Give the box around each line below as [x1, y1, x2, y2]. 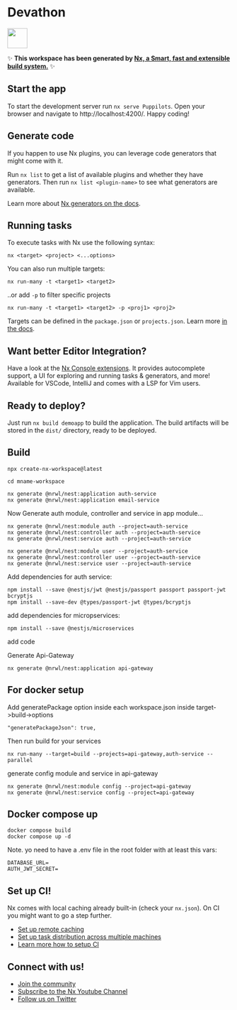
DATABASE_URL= [7, 859, 50, 867]
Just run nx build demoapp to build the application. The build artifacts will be [7, 418, 229, 427]
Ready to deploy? [7, 399, 86, 412]
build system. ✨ [7, 62, 55, 70]
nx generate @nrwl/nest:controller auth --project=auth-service [7, 528, 201, 536]
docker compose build [7, 827, 71, 835]
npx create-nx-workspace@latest [7, 465, 103, 472]
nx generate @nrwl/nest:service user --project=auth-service [7, 560, 192, 567]
